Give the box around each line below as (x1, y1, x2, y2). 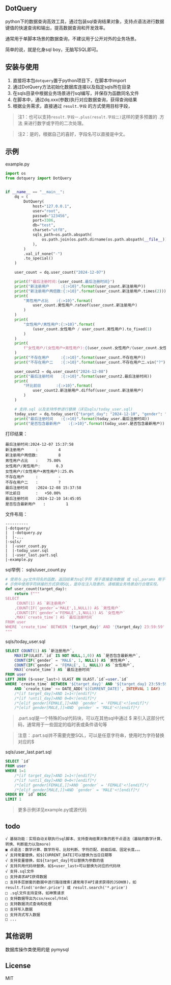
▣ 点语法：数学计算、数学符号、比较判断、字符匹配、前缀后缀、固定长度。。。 (5, 847, 142, 852)
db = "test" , (32, 223, 56, 228)
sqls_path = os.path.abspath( (32, 232, 93, 237)
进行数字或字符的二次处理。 (27, 120, 87, 126)
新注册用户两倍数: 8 (5, 453, 61, 458)
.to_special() (23, 256, 53, 261)
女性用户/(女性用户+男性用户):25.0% (5, 469, 74, 474)
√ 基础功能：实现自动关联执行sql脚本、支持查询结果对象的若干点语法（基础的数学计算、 (5, 836, 164, 842)
